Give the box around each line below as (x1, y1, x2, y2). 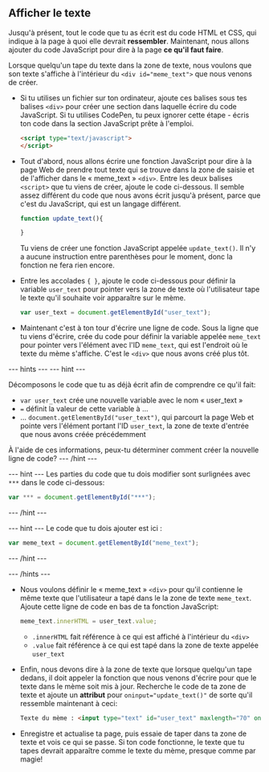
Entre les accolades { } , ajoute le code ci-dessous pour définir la (19, 276, 236, 286)
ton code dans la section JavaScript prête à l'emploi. (19, 118, 194, 128)
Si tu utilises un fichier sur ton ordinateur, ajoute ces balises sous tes (19, 92, 247, 103)
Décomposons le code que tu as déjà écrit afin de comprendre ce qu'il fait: (8, 380, 256, 390)
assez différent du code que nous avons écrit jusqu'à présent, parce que (19, 190, 261, 200)
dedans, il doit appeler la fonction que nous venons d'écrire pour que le (19, 672, 257, 682)
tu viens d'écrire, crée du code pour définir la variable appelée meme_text (19, 332, 261, 341)
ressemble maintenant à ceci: (19, 698, 118, 708)
